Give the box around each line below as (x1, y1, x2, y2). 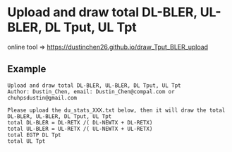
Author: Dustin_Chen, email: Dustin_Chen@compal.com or (7, 88, 175, 95)
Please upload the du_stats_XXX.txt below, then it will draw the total (7, 107, 226, 114)
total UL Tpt (7, 137, 46, 145)
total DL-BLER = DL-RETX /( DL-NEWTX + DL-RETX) (7, 119, 153, 126)
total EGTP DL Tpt (7, 131, 61, 139)
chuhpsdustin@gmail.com (7, 94, 78, 101)
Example (7, 63, 47, 75)
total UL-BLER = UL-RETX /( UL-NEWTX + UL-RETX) (7, 125, 153, 132)
